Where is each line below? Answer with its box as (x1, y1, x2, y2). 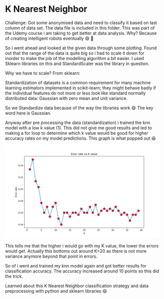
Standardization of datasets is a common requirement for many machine (5, 80, 151, 86)
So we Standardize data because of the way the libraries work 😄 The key (5, 105, 153, 111)
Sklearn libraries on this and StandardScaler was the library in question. (5, 60, 150, 66)
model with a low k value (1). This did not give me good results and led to (5, 124, 152, 131)
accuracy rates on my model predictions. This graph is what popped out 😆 (5, 135, 156, 141)
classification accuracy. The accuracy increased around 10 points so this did (5, 268, 159, 274)
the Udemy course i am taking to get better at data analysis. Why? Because (5, 30, 157, 36)
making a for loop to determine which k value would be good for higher (5, 130, 148, 136)
